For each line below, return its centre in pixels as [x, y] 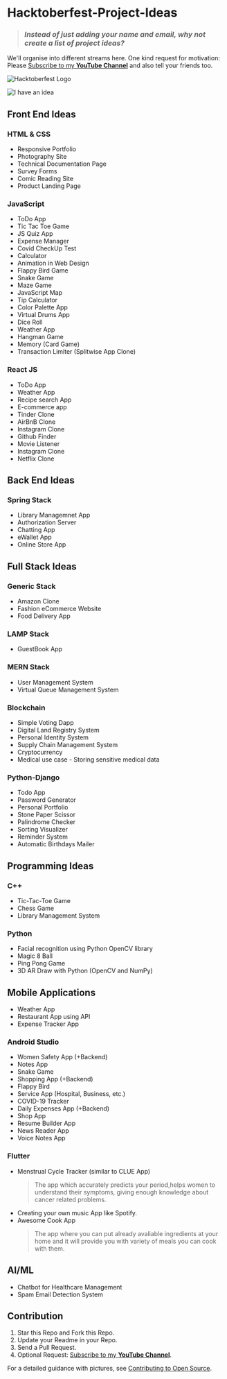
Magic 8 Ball [35, 956]
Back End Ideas [41, 480]
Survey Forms [37, 171]
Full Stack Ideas [42, 566]
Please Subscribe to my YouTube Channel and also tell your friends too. [110, 66]
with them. [49, 1248]
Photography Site [42, 157]
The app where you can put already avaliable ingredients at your [126, 1233]
